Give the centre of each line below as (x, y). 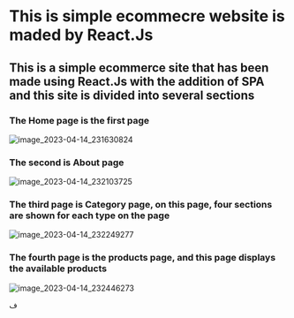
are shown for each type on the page (90, 216)
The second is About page (67, 163)
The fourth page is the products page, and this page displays (143, 258)
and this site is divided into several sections (132, 95)
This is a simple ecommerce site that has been (139, 68)
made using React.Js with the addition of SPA (137, 81)
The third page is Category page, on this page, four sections (141, 205)
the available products (58, 269)
